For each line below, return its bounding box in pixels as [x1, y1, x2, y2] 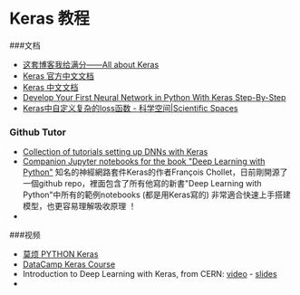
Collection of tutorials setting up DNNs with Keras [22, 147, 208, 157]
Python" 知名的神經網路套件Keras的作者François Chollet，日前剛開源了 [22, 167, 288, 177]
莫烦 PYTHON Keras [22, 249, 99, 260]
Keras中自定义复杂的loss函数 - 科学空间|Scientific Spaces [22, 102, 238, 113]
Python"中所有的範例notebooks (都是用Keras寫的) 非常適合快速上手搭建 [22, 189, 292, 200]
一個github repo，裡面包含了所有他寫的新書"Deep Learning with [22, 178, 262, 189]
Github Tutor [9, 126, 66, 138]
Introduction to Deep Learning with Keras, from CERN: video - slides [22, 269, 278, 280]
